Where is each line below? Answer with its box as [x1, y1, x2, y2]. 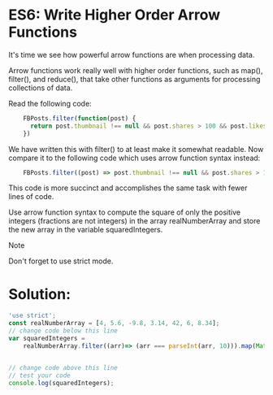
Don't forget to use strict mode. [8, 256, 114, 266]
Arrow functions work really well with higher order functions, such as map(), [8, 65, 263, 75]
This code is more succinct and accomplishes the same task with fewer [8, 183, 248, 193]
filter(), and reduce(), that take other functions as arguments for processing [8, 74, 261, 84]
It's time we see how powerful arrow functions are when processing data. [8, 50, 255, 59]
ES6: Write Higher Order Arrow [8, 6, 221, 24]
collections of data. [8, 83, 73, 93]
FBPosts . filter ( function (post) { [23, 114, 136, 123]
